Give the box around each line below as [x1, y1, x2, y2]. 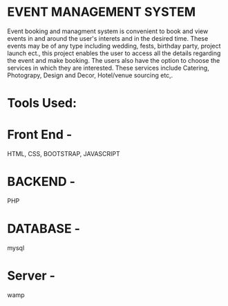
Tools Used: [7, 95, 77, 111]
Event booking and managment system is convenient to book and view [7, 27, 209, 35]
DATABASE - [7, 221, 81, 237]
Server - [7, 268, 55, 284]
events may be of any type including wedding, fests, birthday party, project [7, 41, 221, 50]
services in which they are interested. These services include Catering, [7, 64, 209, 72]
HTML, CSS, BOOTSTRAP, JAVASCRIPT [7, 150, 121, 158]
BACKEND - [7, 174, 76, 190]
